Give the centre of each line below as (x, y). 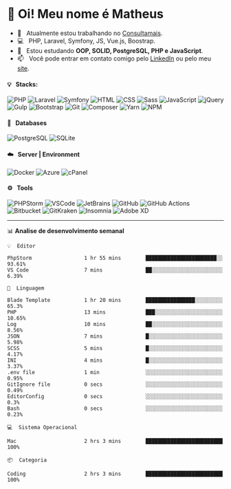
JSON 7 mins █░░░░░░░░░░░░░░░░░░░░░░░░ (115, 336)
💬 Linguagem (26, 288)
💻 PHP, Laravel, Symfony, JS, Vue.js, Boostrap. (86, 41)
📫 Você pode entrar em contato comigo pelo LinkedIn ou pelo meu (114, 58)
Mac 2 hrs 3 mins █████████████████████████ (115, 441)
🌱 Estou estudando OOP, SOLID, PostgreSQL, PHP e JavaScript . (110, 50)
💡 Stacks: (23, 84)
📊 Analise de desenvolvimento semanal (66, 230)
